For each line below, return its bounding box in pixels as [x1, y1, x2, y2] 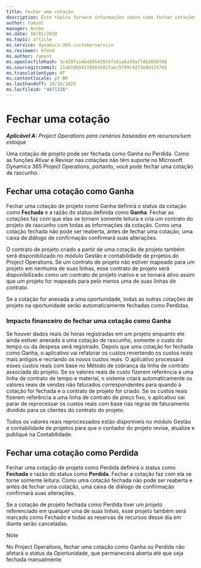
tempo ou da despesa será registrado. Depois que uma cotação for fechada [6, 343, 193, 350]
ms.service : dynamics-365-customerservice [6, 42, 114, 48]
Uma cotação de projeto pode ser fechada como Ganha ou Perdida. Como [6, 150, 190, 157]
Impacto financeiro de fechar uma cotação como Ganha [6, 316, 172, 325]
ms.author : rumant [6, 53, 52, 59]
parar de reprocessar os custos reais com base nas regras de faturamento [6, 400, 190, 407]
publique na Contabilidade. [6, 430, 73, 438]
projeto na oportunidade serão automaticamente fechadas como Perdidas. [6, 301, 190, 309]
